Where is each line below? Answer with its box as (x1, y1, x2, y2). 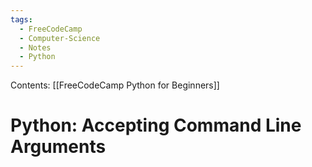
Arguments (10, 136, 107, 158)
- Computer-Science (19, 33, 101, 43)
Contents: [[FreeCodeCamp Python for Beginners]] (10, 79, 220, 91)
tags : (10, 14, 33, 25)
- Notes (19, 42, 52, 53)
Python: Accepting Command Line (10, 114, 302, 137)
